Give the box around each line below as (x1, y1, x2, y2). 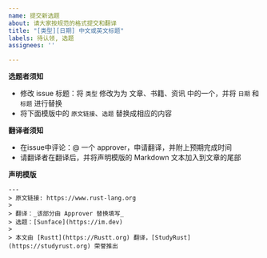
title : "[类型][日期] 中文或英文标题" (8, 26, 125, 34)
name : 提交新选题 (8, 11, 60, 20)
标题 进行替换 (19, 99, 62, 108)
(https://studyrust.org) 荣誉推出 (8, 242, 118, 251)
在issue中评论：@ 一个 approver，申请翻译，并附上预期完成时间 (19, 143, 232, 152)
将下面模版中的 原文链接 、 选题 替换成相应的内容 (19, 109, 173, 119)
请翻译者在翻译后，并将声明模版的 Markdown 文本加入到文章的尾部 (19, 153, 241, 163)
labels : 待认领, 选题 (8, 34, 74, 42)
